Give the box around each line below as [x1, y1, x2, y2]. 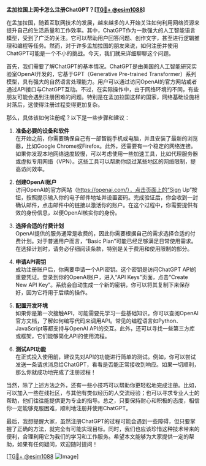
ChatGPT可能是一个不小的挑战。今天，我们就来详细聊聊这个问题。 [6, 50, 175, 57]
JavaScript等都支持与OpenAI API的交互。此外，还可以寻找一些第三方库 [15, 325, 195, 332]
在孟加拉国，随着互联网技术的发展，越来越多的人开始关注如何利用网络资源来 [6, 19, 200, 26]
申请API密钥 [15, 258, 47, 265]
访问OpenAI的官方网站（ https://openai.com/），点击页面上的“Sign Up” [15, 186, 193, 193]
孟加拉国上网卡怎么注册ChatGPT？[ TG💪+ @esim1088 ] [6, 6, 145, 13]
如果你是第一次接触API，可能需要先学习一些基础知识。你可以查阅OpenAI [15, 310, 199, 316]
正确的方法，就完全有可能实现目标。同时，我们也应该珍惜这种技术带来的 [17, 426, 200, 432]
